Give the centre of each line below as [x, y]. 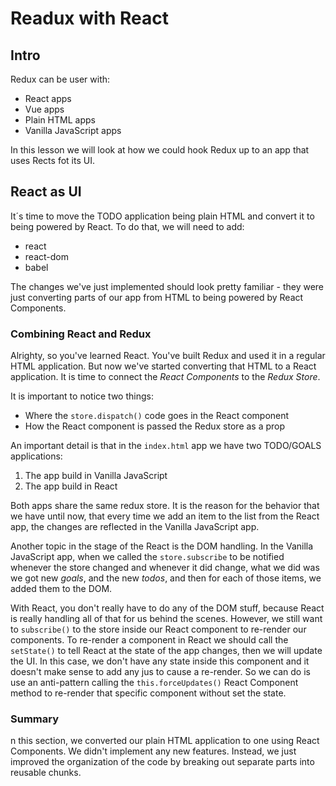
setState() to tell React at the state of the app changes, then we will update [166, 651]
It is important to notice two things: [82, 396]
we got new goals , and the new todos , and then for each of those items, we [166, 578]
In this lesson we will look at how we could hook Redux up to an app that [160, 150]
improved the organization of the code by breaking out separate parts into [162, 762]
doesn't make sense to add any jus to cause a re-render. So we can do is [160, 672]
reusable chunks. [46, 773]
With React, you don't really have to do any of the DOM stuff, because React [167, 608]
